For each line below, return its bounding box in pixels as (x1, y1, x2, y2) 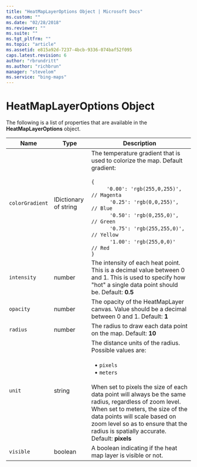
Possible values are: (91, 346, 147, 355)
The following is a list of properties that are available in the (6, 119, 148, 126)
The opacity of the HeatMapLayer (91, 298, 185, 306)
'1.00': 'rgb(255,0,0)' (109, 239, 176, 245)
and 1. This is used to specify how (91, 273, 186, 282)
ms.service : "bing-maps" (6, 74, 67, 80)
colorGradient (9, 200, 49, 206)
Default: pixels (91, 435, 132, 443)
